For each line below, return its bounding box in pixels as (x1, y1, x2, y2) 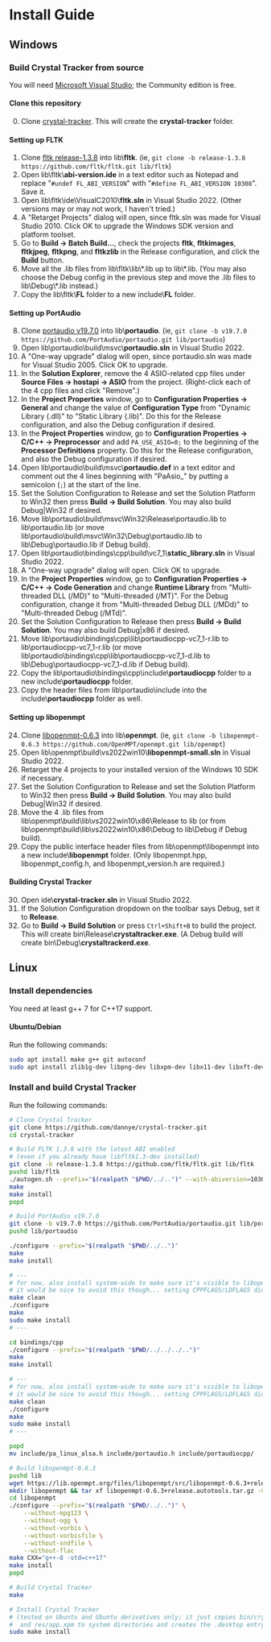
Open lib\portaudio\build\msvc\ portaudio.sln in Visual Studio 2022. (20, 343, 244, 353)
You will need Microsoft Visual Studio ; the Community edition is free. (9, 80, 236, 89)
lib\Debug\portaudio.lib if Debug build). (20, 540, 151, 549)
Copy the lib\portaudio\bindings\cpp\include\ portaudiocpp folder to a (20, 668, 252, 678)
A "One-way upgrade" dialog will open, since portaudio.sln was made (20, 352, 253, 362)
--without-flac (23, 1546, 75, 1555)
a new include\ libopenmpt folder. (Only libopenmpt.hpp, (20, 850, 207, 859)
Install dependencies (9, 985, 93, 996)
